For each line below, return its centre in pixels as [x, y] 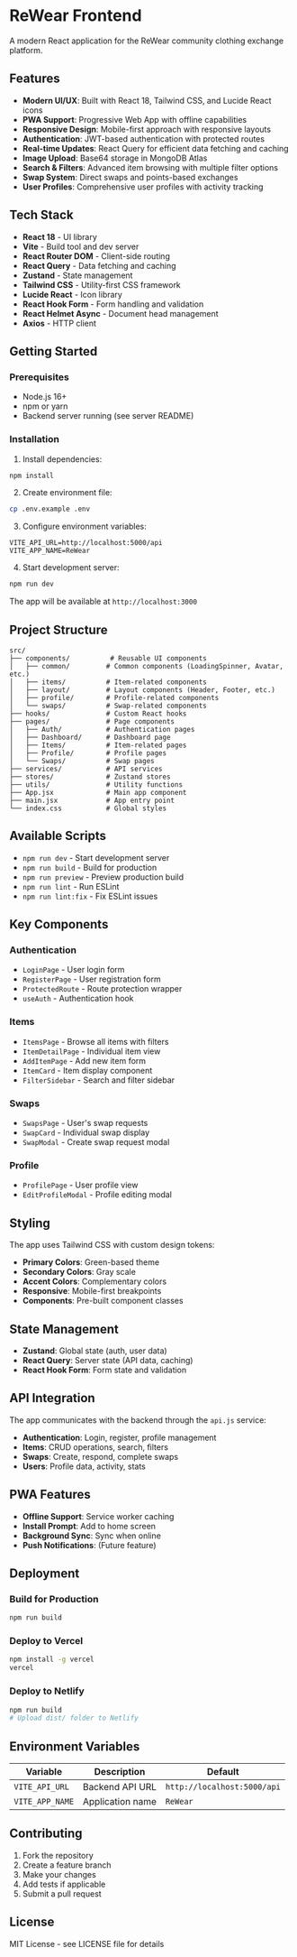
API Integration [53, 1398]
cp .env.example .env [50, 509]
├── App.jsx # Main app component [98, 792]
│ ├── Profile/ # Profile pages [88, 753]
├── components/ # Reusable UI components [108, 658]
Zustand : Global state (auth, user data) [95, 1351]
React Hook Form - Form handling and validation [113, 304]
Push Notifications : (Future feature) [89, 1545]
